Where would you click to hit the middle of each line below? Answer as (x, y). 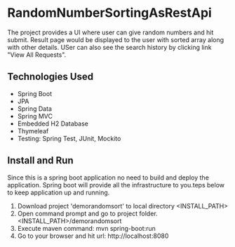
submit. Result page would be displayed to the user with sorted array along (116, 39)
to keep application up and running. (59, 192)
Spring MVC (35, 116)
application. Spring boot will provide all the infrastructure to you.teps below (116, 185)
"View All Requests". (37, 55)
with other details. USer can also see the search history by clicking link (109, 47)
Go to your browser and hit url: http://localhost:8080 (93, 236)
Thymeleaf (33, 131)
